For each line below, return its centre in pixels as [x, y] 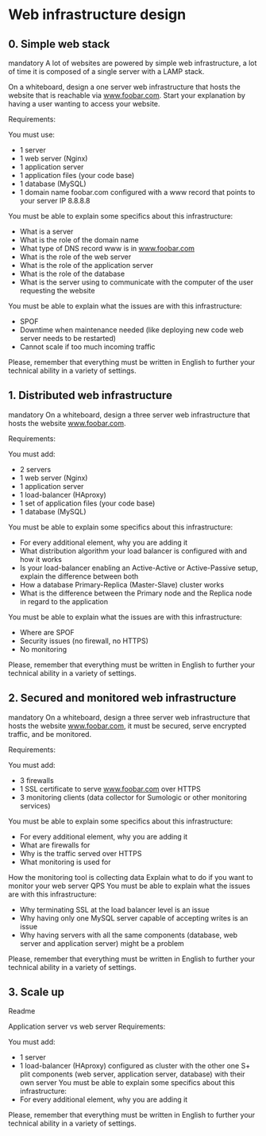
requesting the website [57, 291]
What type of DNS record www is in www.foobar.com [107, 248]
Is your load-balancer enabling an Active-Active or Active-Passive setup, [139, 568]
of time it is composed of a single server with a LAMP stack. [106, 72]
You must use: [32, 134]
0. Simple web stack [59, 44]
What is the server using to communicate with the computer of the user [137, 282]
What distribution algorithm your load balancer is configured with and [133, 551]
